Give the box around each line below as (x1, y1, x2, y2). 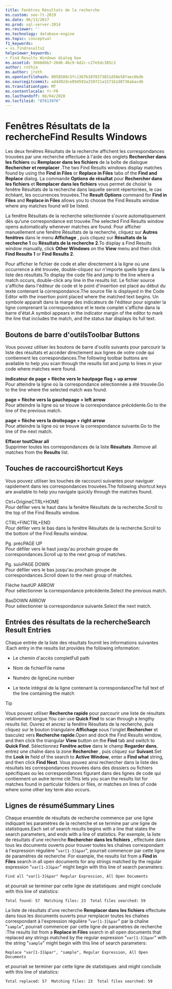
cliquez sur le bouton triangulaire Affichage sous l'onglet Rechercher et (5, 726, 158, 732)
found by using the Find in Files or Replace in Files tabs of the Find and (5, 170, 158, 176)
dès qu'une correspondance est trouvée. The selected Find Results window (5, 218, 164, 224)
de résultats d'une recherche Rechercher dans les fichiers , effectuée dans (5, 836, 166, 843)
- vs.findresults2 (5, 46, 45, 51)
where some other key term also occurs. (5, 786, 91, 792)
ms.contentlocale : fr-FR (5, 88, 59, 94)
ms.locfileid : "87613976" (5, 98, 61, 103)
